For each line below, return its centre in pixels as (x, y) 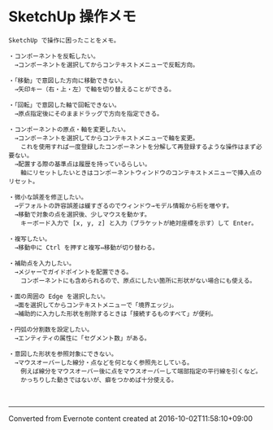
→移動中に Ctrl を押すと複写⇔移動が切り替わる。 (87, 248)
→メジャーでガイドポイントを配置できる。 (73, 272)
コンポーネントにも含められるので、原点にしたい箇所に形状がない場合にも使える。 (138, 281)
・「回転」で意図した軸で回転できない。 (64, 105)
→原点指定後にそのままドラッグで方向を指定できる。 (89, 114)
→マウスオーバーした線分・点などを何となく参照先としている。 (104, 362)
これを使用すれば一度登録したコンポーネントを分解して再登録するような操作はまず (138, 147)
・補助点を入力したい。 (42, 263)
